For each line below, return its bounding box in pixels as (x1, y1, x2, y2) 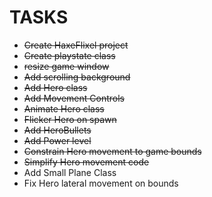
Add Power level (23, 134, 92, 146)
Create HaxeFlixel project (23, 39, 129, 51)
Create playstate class (23, 49, 116, 61)
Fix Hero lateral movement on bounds (23, 177, 179, 189)
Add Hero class (23, 81, 88, 93)
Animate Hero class (23, 102, 105, 115)
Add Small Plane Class (23, 166, 117, 178)
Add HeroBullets (23, 124, 92, 136)
